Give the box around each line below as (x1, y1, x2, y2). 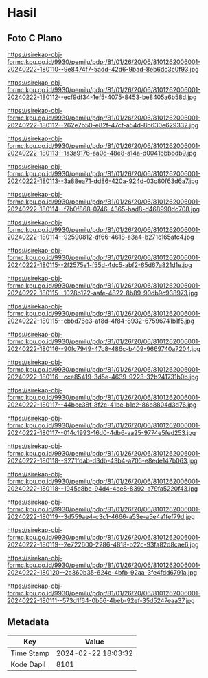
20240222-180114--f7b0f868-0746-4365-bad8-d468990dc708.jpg (7, 205, 200, 213)
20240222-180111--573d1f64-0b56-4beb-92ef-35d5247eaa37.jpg (7, 597, 195, 604)
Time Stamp (10, 648, 50, 658)
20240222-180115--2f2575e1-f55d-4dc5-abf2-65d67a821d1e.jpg (7, 261, 192, 269)
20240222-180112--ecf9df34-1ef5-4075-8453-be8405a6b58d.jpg (7, 93, 197, 101)
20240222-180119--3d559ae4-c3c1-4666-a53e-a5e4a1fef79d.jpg (7, 513, 195, 520)
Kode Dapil (10, 659, 46, 669)
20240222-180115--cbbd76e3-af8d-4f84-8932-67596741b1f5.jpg (7, 317, 194, 325)
